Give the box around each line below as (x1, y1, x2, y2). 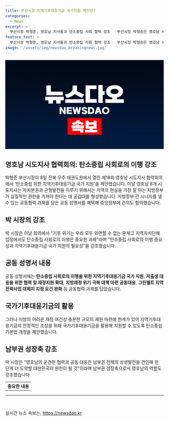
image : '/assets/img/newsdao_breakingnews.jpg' (5, 45, 107, 50)
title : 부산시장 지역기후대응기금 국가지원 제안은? (5, 8, 96, 13)
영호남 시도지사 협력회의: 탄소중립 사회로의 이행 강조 (5, 160, 157, 169)
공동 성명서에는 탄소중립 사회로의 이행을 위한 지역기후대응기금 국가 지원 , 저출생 (5, 273, 158, 279)
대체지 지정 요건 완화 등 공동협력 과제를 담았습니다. (22, 286, 121, 292)
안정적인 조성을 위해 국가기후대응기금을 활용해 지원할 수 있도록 (22, 322, 145, 328)
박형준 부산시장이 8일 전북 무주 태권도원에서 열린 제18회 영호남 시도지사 (5, 175, 145, 181)
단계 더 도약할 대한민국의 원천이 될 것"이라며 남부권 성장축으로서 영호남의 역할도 (5, 365, 162, 372)
